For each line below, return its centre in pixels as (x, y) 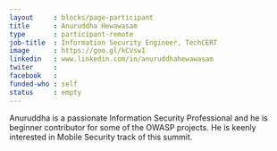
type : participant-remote (71, 34)
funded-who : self (43, 84)
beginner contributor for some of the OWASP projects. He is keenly (133, 127)
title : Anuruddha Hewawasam (74, 26)
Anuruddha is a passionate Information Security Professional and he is (138, 118)
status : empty (46, 92)
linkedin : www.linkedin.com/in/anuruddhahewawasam (112, 59)
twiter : (34, 68)
